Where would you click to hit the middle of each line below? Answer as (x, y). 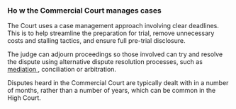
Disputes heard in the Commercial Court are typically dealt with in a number (118, 83)
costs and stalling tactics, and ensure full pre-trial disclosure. (96, 41)
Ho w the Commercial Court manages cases (84, 11)
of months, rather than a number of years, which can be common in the (112, 91)
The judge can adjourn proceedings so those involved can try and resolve (115, 54)
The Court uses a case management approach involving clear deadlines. (113, 26)
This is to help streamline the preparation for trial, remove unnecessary (111, 33)
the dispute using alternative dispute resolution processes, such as (105, 62)
